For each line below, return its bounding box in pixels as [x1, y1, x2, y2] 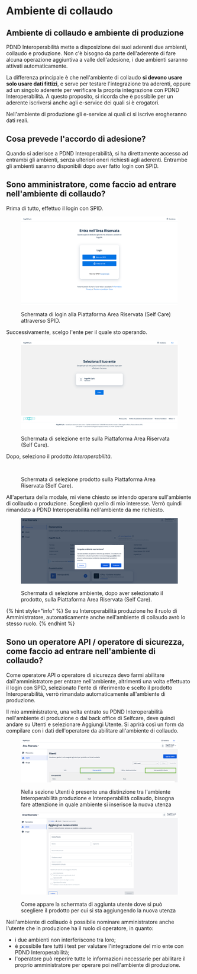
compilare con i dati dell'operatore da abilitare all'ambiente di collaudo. [6, 727, 179, 734]
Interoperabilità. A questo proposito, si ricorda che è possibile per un [6, 93, 173, 100]
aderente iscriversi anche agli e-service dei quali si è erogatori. [6, 99, 160, 106]
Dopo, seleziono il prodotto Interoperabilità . [6, 453, 112, 460]
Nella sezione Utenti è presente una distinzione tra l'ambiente [21, 788, 171, 795]
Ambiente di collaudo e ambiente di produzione [6, 28, 185, 38]
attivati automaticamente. [6, 62, 68, 69]
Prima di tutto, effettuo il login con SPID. [6, 205, 104, 212]
